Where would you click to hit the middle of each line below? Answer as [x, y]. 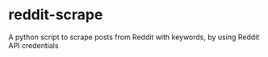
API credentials [33, 45]
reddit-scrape [56, 15]
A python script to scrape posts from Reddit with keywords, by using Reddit [134, 37]
